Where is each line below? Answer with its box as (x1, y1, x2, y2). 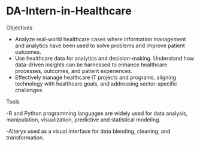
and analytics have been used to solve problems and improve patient (14, 42, 186, 49)
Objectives (6, 24, 33, 31)
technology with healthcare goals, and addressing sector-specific (14, 80, 178, 87)
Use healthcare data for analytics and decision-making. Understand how (14, 54, 195, 62)
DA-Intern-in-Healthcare (6, 4, 132, 18)
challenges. (14, 86, 44, 93)
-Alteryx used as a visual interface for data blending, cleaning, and (6, 127, 171, 135)
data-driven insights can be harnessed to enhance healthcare (14, 61, 168, 68)
